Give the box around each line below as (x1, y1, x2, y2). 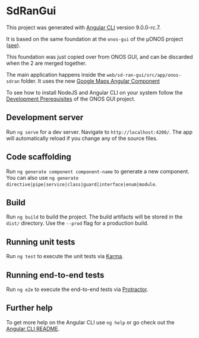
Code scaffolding (6, 152, 71, 162)
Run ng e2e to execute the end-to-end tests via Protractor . (6, 286, 149, 293)
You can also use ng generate (6, 174, 79, 181)
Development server (6, 112, 84, 123)
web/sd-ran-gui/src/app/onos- (106, 72, 182, 78)
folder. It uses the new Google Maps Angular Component (20, 77, 160, 84)
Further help (6, 303, 53, 313)
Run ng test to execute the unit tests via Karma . (6, 253, 124, 260)
